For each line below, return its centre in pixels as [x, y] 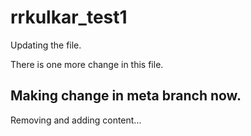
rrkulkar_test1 [69, 17]
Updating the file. [46, 45]
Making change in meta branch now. [126, 96]
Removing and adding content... [76, 120]
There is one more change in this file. [87, 64]
